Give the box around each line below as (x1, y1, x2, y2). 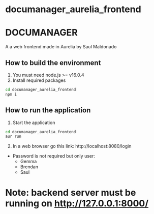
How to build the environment (5, 58, 101, 67)
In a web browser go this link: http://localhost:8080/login (12, 143, 132, 149)
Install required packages (12, 77, 66, 83)
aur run (5, 134, 22, 139)
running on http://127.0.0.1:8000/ (5, 198, 149, 209)
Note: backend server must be (5, 187, 136, 199)
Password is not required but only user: (12, 153, 96, 159)
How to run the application (5, 106, 91, 115)
